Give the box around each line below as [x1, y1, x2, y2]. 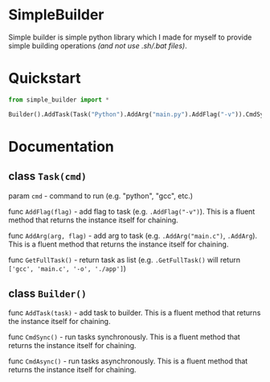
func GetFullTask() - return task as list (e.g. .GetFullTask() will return [8, 255, 241, 264]
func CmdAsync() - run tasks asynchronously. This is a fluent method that [8, 356, 248, 366]
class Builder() [8, 287, 87, 301]
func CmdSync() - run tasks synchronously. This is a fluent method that [8, 332, 241, 342]
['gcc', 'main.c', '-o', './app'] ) [8, 264, 127, 273]
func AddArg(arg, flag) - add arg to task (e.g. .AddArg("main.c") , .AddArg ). [8, 230, 258, 240]
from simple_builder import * [8, 95, 110, 104]
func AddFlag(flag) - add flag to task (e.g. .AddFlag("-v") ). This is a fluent [8, 206, 256, 216]
